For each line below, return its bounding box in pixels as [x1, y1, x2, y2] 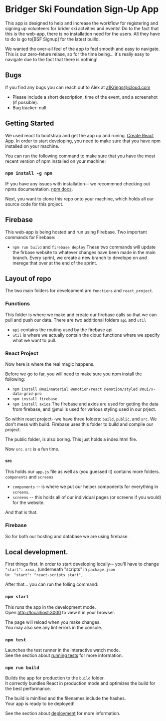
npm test [5, 637, 26, 642]
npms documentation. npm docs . [5, 186, 73, 192]
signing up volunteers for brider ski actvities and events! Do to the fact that [5, 25, 159, 31]
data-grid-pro [12, 391, 42, 396]
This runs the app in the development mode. [5, 604, 96, 610]
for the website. [12, 500, 45, 506]
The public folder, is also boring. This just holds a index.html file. [5, 436, 138, 442]
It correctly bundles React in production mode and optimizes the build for [5, 680, 156, 686]
